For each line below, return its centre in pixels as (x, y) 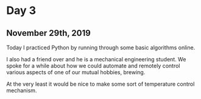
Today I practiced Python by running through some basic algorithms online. (101, 47)
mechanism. (22, 90)
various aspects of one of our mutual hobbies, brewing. (76, 72)
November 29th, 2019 (49, 33)
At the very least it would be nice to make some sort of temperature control (100, 84)
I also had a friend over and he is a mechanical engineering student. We (96, 59)
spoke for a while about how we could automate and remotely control (93, 66)
